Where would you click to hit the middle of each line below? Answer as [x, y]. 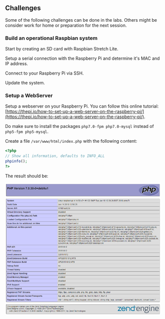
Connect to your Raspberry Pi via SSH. [44, 73]
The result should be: [27, 176]
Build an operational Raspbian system [51, 38]
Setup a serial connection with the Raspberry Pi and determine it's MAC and [82, 58]
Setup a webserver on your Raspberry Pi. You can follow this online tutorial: [82, 106]
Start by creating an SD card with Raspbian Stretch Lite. [62, 49]
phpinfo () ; [16, 161]
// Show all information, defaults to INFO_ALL [55, 156]
